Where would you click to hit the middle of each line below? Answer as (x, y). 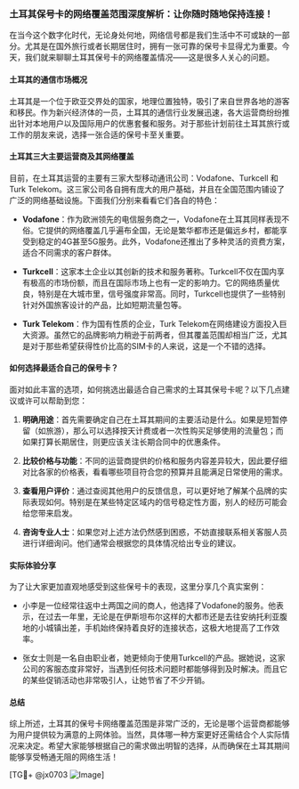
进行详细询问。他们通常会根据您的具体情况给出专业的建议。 (131, 543)
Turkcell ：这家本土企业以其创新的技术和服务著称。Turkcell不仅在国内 (149, 271)
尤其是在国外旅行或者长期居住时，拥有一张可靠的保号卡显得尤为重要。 (153, 46)
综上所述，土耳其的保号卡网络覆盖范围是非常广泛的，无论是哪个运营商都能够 (149, 724)
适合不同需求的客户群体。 (69, 252)
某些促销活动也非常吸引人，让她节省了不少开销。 (120, 680)
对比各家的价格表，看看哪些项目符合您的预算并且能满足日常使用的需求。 (154, 472)
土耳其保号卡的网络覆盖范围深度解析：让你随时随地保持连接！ (141, 13)
